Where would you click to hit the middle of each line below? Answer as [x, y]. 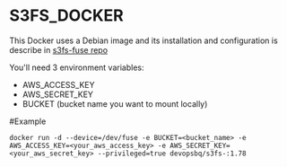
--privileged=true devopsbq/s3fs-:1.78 [172, 154]
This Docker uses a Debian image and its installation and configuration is [143, 40]
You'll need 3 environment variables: [77, 67]
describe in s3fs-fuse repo [59, 49]
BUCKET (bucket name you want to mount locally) [115, 103]
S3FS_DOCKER [66, 16]
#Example [28, 121]
